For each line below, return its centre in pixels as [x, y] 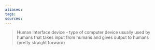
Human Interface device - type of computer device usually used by [84, 33]
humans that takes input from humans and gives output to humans [83, 37]
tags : [10, 14]
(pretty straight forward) [41, 43]
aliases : [14, 9]
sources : [14, 18]
